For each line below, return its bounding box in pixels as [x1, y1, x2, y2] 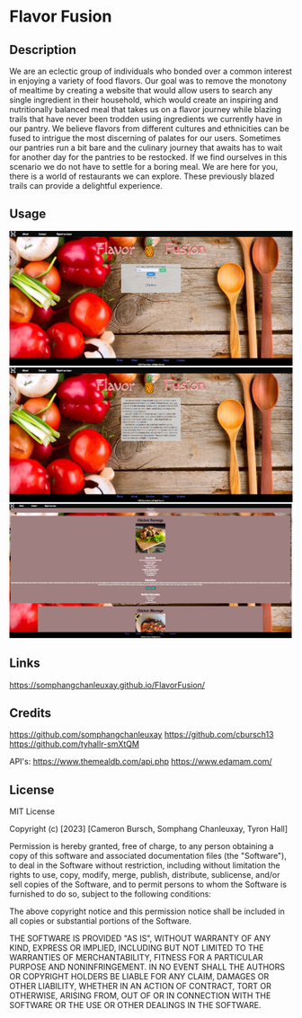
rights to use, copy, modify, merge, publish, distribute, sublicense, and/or [9, 870, 280, 881]
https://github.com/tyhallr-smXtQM [9, 739, 139, 749]
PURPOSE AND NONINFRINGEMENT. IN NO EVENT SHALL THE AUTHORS [9, 961, 286, 972]
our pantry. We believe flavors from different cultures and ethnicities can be [9, 123, 289, 134]
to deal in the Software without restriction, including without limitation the [9, 860, 280, 871]
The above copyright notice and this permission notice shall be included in [9, 906, 285, 917]
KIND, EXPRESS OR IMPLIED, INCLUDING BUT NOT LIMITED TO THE [9, 943, 264, 953]
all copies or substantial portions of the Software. [9, 916, 191, 926]
